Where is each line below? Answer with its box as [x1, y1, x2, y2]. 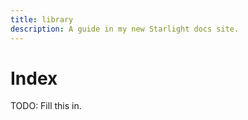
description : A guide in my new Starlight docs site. [10, 24, 240, 34]
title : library [10, 14, 74, 25]
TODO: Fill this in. [10, 100, 82, 112]
